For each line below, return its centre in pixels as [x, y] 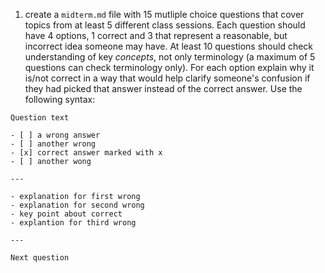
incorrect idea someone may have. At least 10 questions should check [169, 46]
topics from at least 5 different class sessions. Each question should [165, 25]
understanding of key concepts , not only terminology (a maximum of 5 [170, 57]
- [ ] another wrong [53, 144]
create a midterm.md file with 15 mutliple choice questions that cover [164, 14]
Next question [40, 258]
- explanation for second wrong [77, 205]
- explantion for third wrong [73, 223]
